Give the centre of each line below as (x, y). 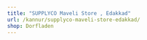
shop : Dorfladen (30, 26)
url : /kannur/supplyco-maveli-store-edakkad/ (73, 20)
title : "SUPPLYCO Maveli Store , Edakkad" (69, 13)
